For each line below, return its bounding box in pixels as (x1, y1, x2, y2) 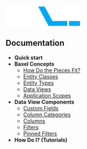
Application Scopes (23, 92, 72, 99)
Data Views (23, 85, 51, 92)
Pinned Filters (23, 130, 57, 137)
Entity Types (23, 79, 54, 86)
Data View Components (14, 98, 75, 105)
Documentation (5, 38, 65, 48)
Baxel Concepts (14, 60, 55, 67)
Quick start (14, 54, 43, 61)
